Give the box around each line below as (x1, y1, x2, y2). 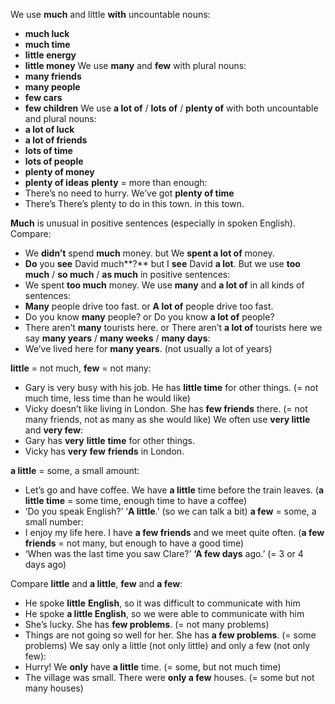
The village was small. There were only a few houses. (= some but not (24, 672, 315, 683)
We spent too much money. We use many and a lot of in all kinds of (24, 279, 305, 291)
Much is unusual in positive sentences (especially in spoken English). (10, 217, 296, 229)
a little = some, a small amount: (10, 465, 140, 476)
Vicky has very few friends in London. (24, 445, 185, 457)
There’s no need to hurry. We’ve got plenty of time (24, 187, 235, 199)
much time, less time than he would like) (24, 392, 191, 404)
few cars (24, 92, 63, 103)
